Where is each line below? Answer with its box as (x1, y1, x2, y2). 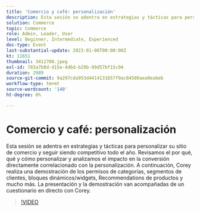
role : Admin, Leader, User (6, 31, 73, 37)
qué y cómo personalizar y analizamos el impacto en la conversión (6, 155, 170, 162)
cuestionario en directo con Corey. (6, 187, 91, 194)
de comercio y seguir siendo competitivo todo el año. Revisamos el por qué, (6, 148, 193, 156)
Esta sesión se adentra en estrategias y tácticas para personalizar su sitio (6, 142, 187, 150)
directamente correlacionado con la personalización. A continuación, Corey (6, 162, 192, 169)
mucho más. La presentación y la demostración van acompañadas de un (6, 180, 185, 188)
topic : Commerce (6, 25, 46, 32)
